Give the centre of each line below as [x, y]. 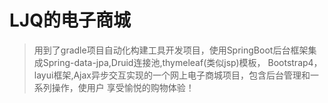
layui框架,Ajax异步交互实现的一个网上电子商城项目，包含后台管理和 [172, 75]
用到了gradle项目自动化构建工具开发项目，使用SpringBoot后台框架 [171, 50]
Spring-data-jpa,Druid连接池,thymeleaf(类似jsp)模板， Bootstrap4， [182, 62]
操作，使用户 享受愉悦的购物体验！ [123, 87]
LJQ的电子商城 [70, 20]
